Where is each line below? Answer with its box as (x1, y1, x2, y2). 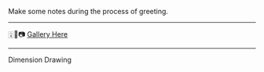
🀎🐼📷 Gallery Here (8, 30, 68, 38)
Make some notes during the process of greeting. (8, 7, 169, 16)
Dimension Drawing (8, 55, 72, 64)
